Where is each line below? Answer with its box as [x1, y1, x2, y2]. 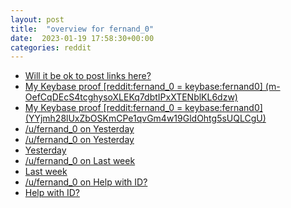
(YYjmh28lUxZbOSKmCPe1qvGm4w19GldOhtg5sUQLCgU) [24, 112, 267, 125]
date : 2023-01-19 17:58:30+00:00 [10, 33, 155, 43]
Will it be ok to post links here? [24, 70, 152, 82]
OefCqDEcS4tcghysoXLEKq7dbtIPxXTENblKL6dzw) [24, 91, 238, 103]
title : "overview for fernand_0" [10, 24, 155, 34]
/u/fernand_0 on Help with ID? [24, 176, 148, 188]
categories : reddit [10, 42, 92, 53]
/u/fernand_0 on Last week [24, 155, 136, 167]
